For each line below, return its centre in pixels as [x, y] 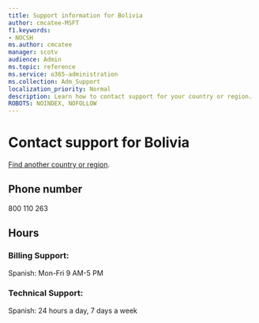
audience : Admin [35, 60]
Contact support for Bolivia [99, 143]
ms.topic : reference [42, 67]
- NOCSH [21, 38]
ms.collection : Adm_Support [54, 81]
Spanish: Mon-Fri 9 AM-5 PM [56, 272]
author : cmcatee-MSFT [44, 23]
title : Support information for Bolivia [76, 15]
